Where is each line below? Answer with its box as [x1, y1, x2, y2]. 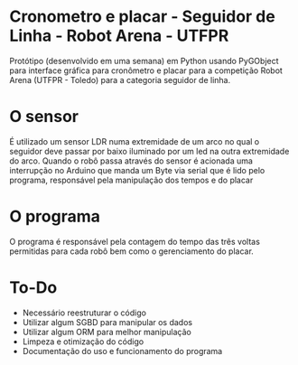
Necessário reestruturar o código [22, 307, 147, 318]
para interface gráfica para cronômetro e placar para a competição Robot [9, 65, 283, 76]
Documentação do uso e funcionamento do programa [22, 345, 223, 356]
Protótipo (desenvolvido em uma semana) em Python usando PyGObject [9, 55, 279, 66]
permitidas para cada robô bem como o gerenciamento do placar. [9, 246, 255, 257]
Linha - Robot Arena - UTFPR [9, 25, 229, 46]
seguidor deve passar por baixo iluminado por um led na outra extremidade [9, 145, 290, 156]
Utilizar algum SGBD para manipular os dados [22, 316, 192, 327]
